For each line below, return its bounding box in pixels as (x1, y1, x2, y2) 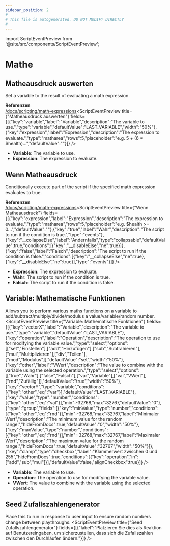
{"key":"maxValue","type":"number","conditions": (5, 426, 108, 433)
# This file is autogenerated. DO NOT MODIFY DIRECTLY (5, 17, 124, 22)
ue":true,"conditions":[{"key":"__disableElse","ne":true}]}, (5, 242, 125, 249)
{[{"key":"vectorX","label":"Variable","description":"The (5, 324, 121, 330)
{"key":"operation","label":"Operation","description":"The (5, 335, 125, 341)
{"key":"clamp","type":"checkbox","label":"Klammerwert (5, 448, 123, 454)
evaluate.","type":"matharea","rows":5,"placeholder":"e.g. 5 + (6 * (5, 135, 144, 141)
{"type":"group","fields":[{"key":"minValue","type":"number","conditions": (5, 405, 159, 411)
